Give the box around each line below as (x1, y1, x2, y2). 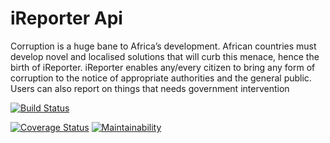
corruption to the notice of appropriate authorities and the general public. (10, 72, 312, 84)
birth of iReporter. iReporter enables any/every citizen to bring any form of (10, 61, 316, 73)
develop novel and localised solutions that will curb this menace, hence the (10, 50, 320, 62)
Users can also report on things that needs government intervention (10, 82, 290, 94)
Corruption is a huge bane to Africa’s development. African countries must (10, 40, 317, 52)
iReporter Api (10, 7, 123, 30)
